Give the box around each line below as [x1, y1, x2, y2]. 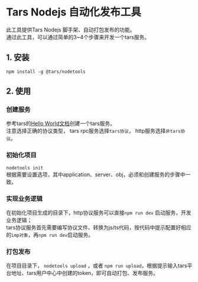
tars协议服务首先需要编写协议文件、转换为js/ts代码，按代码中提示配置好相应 [6, 224, 191, 231]
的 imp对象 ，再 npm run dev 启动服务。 [6, 232, 94, 239]
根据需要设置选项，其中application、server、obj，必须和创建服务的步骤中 [6, 171, 186, 178]
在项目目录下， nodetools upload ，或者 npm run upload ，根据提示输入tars [6, 262, 187, 270]
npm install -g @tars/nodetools [6, 69, 86, 75]
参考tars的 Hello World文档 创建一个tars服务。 [6, 120, 115, 127]
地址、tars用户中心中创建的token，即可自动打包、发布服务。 [11, 270, 158, 277]
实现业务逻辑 [6, 194, 43, 203]
